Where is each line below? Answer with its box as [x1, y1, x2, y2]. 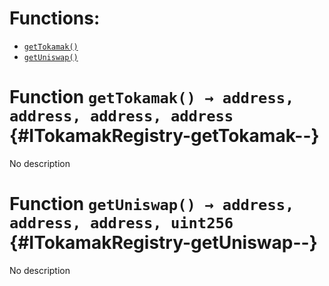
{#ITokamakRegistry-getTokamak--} [9, 125, 320, 147]
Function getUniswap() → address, [9, 193, 295, 216]
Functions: [9, 7, 101, 30]
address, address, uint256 [9, 214, 234, 233]
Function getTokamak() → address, [9, 86, 295, 109]
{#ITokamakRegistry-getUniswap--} [9, 232, 318, 254]
